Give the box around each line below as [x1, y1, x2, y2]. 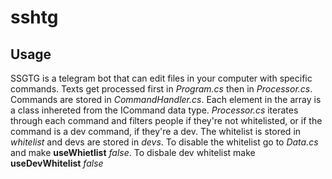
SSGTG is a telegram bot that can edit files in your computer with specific [10, 72, 313, 84]
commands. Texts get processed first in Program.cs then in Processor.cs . [10, 83, 313, 95]
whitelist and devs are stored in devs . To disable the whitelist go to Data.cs [10, 136, 319, 148]
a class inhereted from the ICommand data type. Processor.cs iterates [10, 104, 299, 116]
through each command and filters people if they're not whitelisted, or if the [10, 115, 323, 126]
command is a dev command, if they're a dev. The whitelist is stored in [10, 126, 302, 137]
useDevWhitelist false [10, 157, 104, 169]
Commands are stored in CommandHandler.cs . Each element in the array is [10, 94, 322, 105]
